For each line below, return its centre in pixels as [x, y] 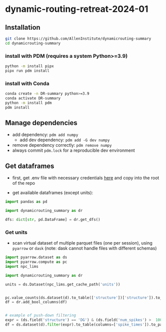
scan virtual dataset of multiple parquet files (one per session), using [82, 243]
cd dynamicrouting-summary [33, 43]
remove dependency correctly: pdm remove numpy [62, 145]
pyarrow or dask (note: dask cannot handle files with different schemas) [84, 249]
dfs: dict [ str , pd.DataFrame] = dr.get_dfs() [53, 219]
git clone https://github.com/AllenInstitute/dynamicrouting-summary [78, 39]
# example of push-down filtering [41, 315]
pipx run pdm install [27, 71]
